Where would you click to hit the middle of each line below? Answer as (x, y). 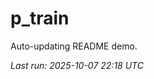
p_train (40, 18)
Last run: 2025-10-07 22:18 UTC (77, 65)
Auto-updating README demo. (74, 46)
